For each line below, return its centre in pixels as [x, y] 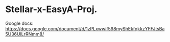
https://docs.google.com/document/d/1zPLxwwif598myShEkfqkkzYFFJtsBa [85, 28]
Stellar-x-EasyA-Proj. [51, 9]
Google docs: [19, 23]
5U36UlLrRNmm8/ [25, 34]
